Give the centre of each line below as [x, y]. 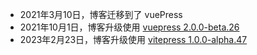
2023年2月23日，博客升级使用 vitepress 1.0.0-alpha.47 [133, 39]
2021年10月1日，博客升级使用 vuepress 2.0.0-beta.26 [129, 27]
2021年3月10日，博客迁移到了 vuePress [101, 14]
